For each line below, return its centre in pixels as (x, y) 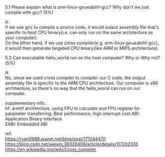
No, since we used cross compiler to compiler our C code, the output (75, 78)
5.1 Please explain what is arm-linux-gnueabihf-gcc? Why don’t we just (77, 7)
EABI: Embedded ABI (26, 124)
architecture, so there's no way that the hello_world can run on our (73, 88)
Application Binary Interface (34, 119)
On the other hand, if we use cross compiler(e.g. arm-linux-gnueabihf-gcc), (82, 43)
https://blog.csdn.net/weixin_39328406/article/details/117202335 (72, 144)
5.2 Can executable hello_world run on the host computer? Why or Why (78, 58)
